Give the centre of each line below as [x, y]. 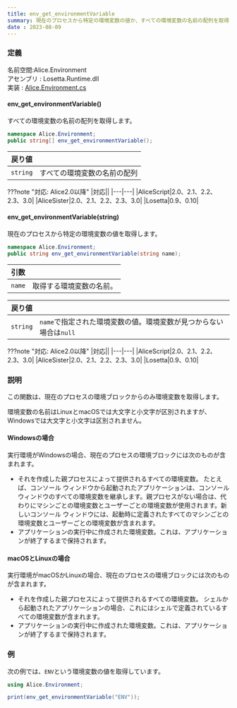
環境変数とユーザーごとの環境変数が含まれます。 [88, 523]
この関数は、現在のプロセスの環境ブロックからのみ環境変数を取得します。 [115, 396]
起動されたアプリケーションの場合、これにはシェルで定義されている [123, 608]
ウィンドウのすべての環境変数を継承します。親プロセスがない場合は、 [119, 497]
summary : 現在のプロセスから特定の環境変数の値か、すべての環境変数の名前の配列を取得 [118, 20]
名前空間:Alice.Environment [47, 70]
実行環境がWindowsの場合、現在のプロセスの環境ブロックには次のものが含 [117, 455]
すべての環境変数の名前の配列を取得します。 [72, 120]
